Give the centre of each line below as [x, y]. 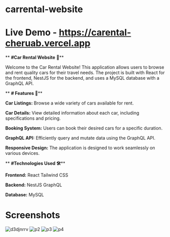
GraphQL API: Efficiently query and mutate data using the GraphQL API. [80, 138]
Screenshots [33, 215]
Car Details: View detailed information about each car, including [72, 113]
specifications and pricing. [33, 118]
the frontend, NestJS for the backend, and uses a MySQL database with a [82, 78]
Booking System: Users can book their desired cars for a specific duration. [84, 128]
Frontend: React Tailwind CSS [37, 175]
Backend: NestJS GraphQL [34, 185]
